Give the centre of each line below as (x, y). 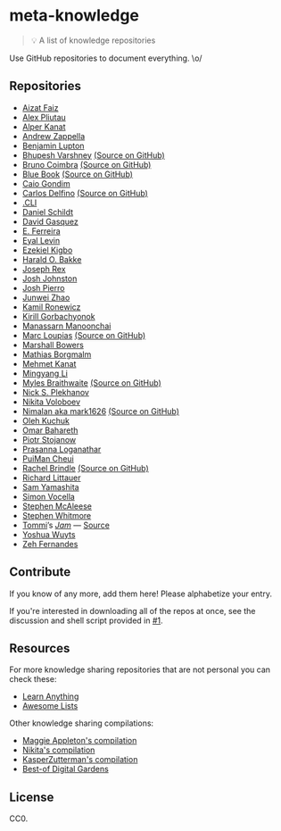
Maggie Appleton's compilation (79, 741)
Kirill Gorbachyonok (58, 316)
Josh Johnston (50, 278)
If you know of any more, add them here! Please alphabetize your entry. (140, 594)
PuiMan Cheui (48, 458)
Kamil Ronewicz (51, 307)
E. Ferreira (41, 231)
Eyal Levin (41, 240)
